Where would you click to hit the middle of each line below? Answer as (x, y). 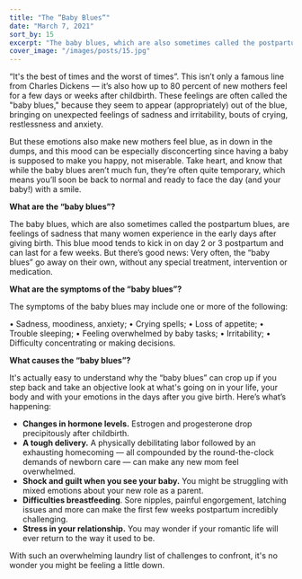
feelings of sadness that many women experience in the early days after (143, 233)
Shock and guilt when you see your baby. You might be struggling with (155, 481)
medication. (31, 272)
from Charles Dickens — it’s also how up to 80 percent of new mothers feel (148, 86)
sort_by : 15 (31, 34)
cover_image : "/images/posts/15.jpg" (80, 51)
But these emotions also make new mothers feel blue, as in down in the (141, 142)
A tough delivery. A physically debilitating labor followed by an (139, 443)
